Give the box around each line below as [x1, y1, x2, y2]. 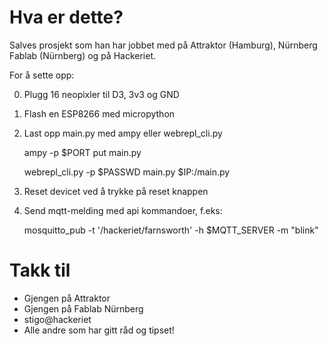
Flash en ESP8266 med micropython [23, 107, 176, 120]
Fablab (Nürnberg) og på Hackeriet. [9, 49, 157, 61]
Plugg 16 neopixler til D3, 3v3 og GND [23, 88, 180, 100]
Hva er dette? [9, 6, 124, 29]
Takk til [9, 259, 71, 282]
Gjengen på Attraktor [23, 292, 111, 304]
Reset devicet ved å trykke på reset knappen [23, 185, 209, 197]
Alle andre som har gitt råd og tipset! [23, 324, 175, 336]
